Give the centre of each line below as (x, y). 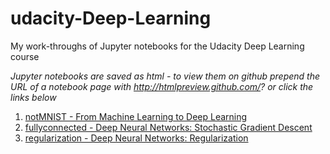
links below (33, 97)
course (25, 56)
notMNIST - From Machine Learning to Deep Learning (136, 116)
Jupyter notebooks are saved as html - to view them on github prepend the (165, 76)
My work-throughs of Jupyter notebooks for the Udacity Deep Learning (157, 46)
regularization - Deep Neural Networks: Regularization (136, 138)
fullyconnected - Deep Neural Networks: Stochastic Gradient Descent (168, 127)
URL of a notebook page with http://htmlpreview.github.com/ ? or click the (162, 86)
